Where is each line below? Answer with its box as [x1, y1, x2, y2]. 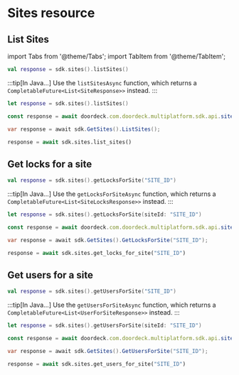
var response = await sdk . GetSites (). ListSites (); [7, 126, 161, 133]
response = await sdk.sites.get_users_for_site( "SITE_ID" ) [7, 360, 186, 367]
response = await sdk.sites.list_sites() [7, 138, 132, 146]
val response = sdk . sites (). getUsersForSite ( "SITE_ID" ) [7, 288, 176, 295]
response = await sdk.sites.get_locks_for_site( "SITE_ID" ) [7, 249, 186, 256]
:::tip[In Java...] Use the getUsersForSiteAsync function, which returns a [7, 300, 216, 310]
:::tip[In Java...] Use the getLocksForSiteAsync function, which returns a [7, 190, 216, 198]
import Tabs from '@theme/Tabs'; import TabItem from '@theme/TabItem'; [7, 52, 226, 60]
